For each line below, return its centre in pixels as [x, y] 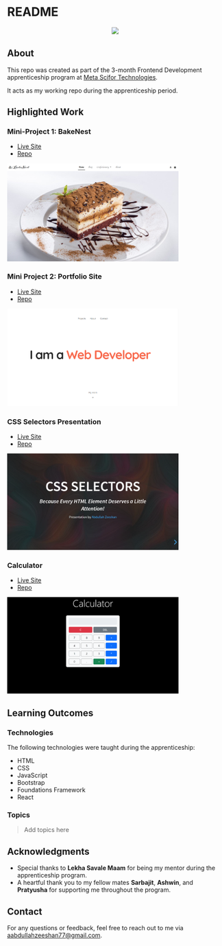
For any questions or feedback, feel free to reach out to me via [95, 928]
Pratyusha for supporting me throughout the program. [94, 890]
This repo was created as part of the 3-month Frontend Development [104, 70]
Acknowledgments [49, 851]
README [33, 12]
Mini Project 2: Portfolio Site [55, 276]
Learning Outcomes [50, 713]
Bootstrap [31, 783]
